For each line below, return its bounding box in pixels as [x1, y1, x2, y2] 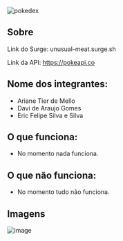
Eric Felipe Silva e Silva [17, 111, 84, 119]
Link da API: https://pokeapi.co [7, 58, 95, 66]
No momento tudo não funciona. [17, 188, 110, 196]
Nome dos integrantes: [7, 78, 108, 90]
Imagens [7, 208, 46, 220]
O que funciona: [7, 131, 78, 143]
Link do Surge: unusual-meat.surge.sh [7, 45, 116, 53]
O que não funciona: [7, 169, 97, 181]
